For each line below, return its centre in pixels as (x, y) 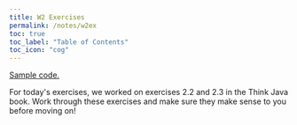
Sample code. (35, 75)
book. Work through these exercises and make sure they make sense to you (148, 101)
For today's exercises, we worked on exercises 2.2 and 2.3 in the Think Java (149, 92)
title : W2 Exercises (47, 17)
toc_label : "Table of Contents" (69, 42)
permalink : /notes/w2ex (53, 26)
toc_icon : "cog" (39, 50)
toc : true (27, 33)
